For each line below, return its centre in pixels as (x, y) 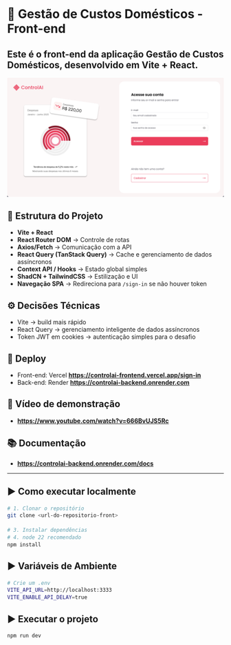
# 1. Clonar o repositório (46, 508)
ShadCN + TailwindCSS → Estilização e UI (77, 277)
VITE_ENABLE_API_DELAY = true (47, 597)
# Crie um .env (29, 583)
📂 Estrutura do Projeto (55, 216)
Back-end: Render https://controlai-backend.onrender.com (103, 383)
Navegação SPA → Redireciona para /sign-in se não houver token (112, 284)
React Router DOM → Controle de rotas (73, 240)
